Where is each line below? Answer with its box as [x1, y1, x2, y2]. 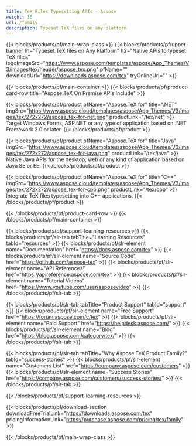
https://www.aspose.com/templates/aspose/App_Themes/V [45, 60, 190, 67]
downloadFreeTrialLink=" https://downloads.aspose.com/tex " [6, 410, 153, 417]
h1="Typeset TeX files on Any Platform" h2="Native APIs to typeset [24, 47, 186, 55]
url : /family [6, 19, 38, 25]
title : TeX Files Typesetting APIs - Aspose [6, 8, 116, 15]
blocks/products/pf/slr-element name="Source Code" [6, 253, 136, 260]
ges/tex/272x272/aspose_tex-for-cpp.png [6, 186, 107, 193]
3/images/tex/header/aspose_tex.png [6, 66, 97, 73]
